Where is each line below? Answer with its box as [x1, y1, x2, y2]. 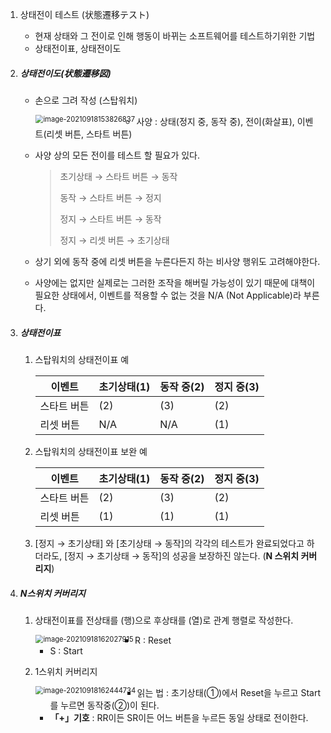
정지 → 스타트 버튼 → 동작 [59, 213, 162, 225]
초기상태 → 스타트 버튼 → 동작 [59, 170, 178, 182]
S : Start [49, 644, 83, 657]
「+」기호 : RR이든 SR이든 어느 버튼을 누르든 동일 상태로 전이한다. [49, 711, 309, 723]
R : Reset [134, 634, 172, 646]
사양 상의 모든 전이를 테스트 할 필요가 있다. [34, 149, 201, 161]
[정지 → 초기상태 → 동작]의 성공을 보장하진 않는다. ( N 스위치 [64, 549, 300, 562]
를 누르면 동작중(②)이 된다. [49, 699, 160, 711]
